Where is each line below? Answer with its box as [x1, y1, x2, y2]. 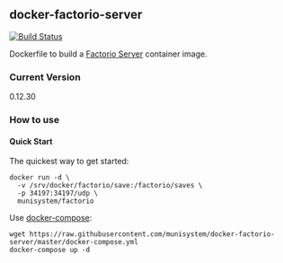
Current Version [9, 71, 81, 83]
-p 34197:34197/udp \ [17, 188, 99, 198]
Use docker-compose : [9, 213, 93, 224]
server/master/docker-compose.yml [9, 238, 139, 247]
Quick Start [9, 136, 53, 146]
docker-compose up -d [9, 246, 91, 255]
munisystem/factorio [17, 197, 94, 206]
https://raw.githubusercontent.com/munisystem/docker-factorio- [29, 230, 276, 239]
